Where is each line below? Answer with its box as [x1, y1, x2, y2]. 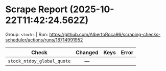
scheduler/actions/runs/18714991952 [5, 37, 83, 43]
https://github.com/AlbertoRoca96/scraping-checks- [49, 31, 161, 37]
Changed [76, 49, 99, 56]
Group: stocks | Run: [5, 31, 49, 37]
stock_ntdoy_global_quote [8, 58, 71, 64]
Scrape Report [5, 4, 68, 15]
